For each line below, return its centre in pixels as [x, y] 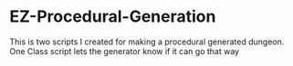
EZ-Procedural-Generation [113, 17]
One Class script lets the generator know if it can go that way [125, 51]
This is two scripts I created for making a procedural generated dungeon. [147, 42]
